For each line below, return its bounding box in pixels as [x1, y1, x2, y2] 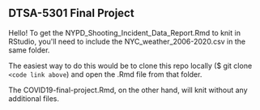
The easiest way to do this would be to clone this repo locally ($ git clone [8, 61, 253, 70]
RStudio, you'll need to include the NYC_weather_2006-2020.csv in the [8, 36, 245, 46]
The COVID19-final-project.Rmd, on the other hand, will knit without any [8, 85, 248, 95]
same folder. [8, 44, 50, 55]
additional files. [8, 93, 59, 104]
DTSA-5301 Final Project [8, 6, 135, 20]
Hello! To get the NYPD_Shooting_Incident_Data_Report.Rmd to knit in [8, 27, 241, 37]
